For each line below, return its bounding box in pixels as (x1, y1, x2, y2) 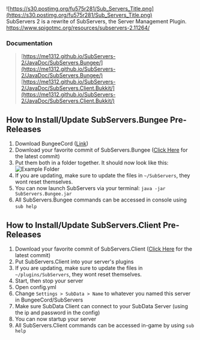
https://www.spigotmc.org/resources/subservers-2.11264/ (6, 24, 150, 31)
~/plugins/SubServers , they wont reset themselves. (14, 270, 142, 278)
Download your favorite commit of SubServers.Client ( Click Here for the (14, 245, 192, 252)
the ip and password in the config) (14, 309, 100, 316)
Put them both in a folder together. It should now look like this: (14, 159, 169, 167)
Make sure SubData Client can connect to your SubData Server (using (14, 302, 188, 309)
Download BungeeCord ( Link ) (14, 140, 89, 148)
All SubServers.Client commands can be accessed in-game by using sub (14, 321, 195, 329)
